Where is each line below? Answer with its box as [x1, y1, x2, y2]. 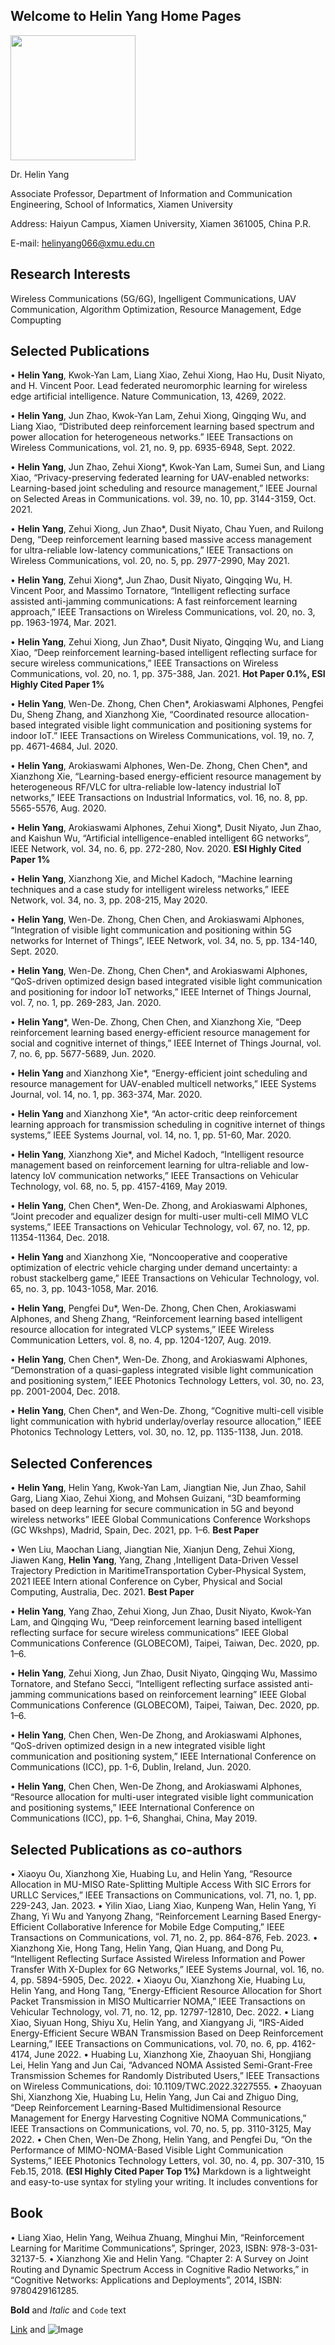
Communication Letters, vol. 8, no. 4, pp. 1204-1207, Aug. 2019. [10, 1334, 272, 1346]
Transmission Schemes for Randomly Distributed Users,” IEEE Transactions [10, 2070, 320, 2082]
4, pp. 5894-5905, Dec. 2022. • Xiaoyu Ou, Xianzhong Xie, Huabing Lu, [10, 1974, 306, 1986]
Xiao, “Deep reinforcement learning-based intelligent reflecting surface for [10, 647, 318, 659]
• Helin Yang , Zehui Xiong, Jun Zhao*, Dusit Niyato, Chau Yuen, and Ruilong [10, 523, 324, 535]
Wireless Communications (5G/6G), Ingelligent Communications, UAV [10, 292, 297, 304]
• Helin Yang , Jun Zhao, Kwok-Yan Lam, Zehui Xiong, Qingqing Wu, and [10, 410, 307, 422]
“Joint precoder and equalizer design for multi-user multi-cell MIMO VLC [10, 1210, 309, 1223]
